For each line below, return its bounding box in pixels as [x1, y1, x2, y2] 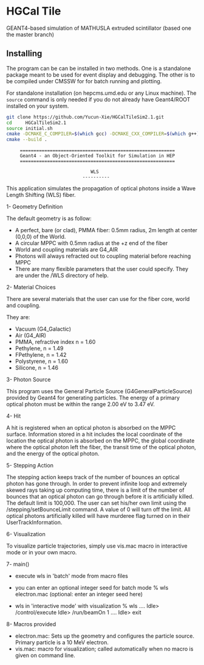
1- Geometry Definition [6, 203, 63, 210]
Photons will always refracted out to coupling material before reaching [15, 252, 191, 260]
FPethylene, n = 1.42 [15, 351, 67, 359]
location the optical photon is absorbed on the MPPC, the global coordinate [6, 437, 195, 444]
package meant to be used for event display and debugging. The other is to [6, 71, 195, 78]
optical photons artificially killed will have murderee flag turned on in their [6, 512, 190, 520]
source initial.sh [6, 125, 53, 131]
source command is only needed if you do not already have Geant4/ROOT [6, 95, 191, 103]
